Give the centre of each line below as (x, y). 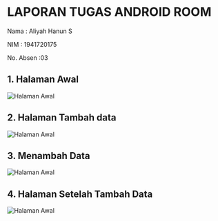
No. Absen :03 (28, 57)
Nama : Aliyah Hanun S (40, 31)
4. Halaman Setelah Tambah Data (80, 194)
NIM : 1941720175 (32, 44)
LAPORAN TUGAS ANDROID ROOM (109, 12)
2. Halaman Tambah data (62, 118)
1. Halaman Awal (43, 80)
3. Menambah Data (49, 156)
